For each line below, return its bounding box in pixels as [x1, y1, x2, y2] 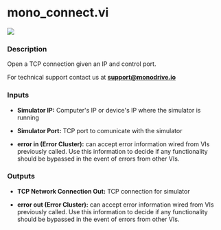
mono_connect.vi [7, 5, 109, 21]
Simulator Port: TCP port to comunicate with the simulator [16, 126, 183, 135]
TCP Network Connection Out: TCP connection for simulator [16, 187, 190, 195]
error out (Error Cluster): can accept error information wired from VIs [16, 200, 214, 209]
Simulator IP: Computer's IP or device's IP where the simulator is [16, 106, 201, 114]
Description [7, 44, 47, 54]
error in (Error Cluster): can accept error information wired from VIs [16, 139, 210, 148]
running [16, 113, 40, 122]
